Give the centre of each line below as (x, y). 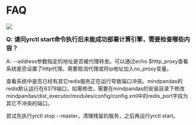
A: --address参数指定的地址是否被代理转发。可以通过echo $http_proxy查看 (97, 61)
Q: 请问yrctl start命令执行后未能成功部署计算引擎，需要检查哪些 (95, 39)
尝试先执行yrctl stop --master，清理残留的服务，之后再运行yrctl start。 (92, 116)
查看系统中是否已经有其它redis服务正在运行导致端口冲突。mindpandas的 (94, 81)
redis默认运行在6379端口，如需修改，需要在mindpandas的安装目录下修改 (95, 88)
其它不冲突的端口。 (30, 103)
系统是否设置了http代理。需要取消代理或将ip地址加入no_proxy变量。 (89, 68)
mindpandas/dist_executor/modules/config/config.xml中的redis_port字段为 (97, 96)
